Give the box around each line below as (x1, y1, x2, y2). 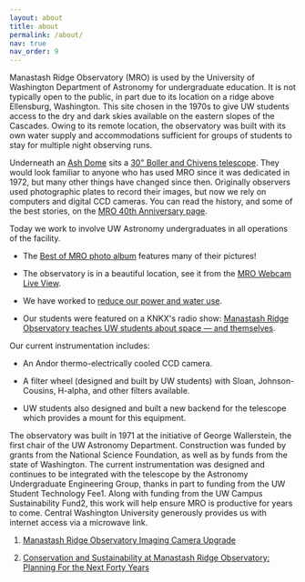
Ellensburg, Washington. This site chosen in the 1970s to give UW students (9, 101, 290, 112)
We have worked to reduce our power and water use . (22, 296, 223, 306)
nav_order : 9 (9, 47, 59, 56)
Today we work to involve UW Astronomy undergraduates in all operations (9, 224, 289, 235)
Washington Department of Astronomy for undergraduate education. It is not (9, 82, 296, 93)
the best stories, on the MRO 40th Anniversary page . (9, 206, 208, 216)
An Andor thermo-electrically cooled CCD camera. (22, 358, 213, 369)
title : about (9, 22, 59, 31)
